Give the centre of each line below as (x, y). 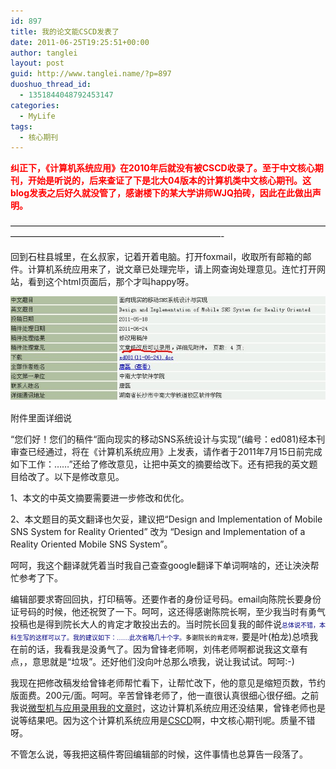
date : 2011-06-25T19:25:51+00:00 (80, 42)
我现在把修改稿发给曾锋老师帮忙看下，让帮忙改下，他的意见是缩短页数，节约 (168, 682)
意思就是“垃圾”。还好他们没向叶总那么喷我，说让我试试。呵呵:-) (163, 661)
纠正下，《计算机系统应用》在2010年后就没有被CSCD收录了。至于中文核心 (162, 168)
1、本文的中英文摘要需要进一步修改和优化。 (100, 497)
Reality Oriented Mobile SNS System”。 (91, 544)
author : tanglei (44, 53)
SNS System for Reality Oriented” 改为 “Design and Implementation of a (158, 531)
